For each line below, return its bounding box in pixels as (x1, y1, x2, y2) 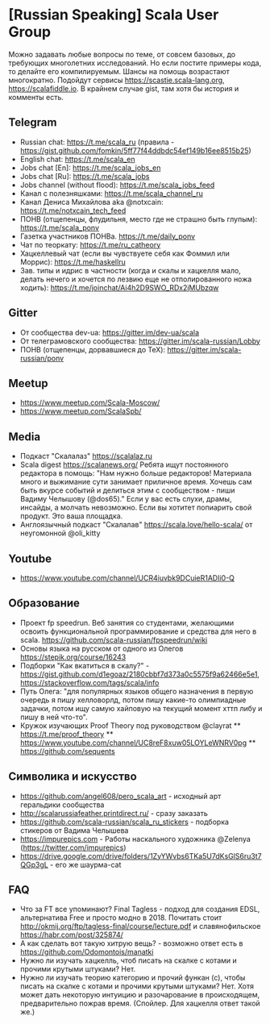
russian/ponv (19, 353, 64, 363)
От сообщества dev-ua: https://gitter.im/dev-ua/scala (19, 327, 200, 337)
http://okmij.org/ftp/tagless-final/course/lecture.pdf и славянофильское (19, 922, 261, 931)
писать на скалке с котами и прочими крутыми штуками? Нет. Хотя (19, 981, 254, 991)
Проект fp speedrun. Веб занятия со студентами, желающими (19, 618, 235, 627)
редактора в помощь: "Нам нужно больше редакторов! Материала (19, 468, 252, 478)
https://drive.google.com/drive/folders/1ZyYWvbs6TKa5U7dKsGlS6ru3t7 (19, 851, 262, 860)
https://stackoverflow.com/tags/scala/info (19, 677, 160, 687)
